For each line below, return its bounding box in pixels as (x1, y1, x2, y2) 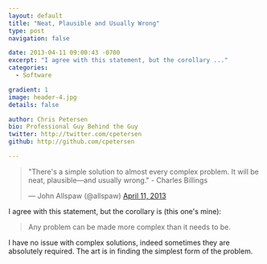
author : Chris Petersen (8, 115, 88, 123)
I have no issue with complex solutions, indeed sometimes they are (8, 237, 231, 247)
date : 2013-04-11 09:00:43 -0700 (8, 49, 121, 57)
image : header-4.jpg (8, 93, 78, 101)
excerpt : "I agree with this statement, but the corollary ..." (8, 56, 228, 64)
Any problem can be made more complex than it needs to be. (27, 222, 232, 232)
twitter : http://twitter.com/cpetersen (8, 130, 142, 138)
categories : (8, 64, 48, 72)
